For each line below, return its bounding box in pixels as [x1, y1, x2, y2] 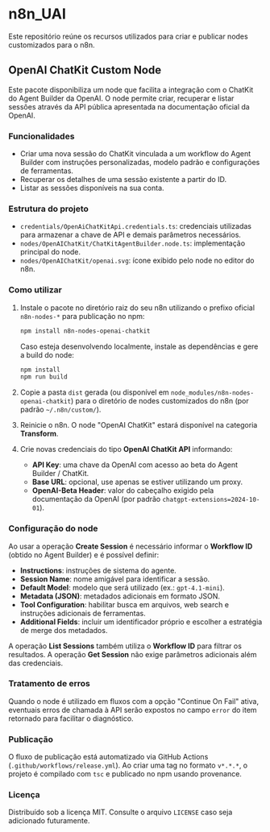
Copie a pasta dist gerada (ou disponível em [19, 387, 169, 397]
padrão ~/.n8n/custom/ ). [19, 404, 102, 415]
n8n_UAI [8, 5, 67, 23]
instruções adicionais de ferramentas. [19, 608, 147, 618]
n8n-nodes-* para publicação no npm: [19, 311, 145, 321]
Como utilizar [8, 284, 62, 296]
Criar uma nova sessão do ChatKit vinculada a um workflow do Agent [19, 149, 251, 159]
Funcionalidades [8, 130, 75, 142]
